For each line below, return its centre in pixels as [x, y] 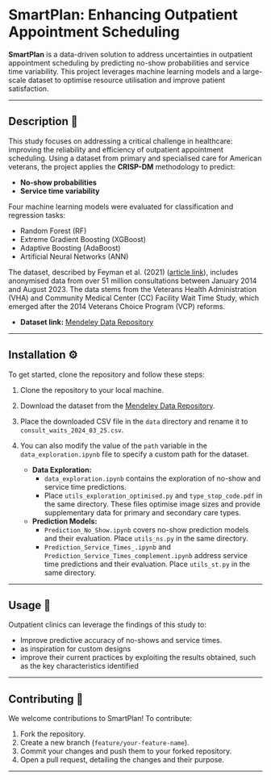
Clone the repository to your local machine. [92, 390]
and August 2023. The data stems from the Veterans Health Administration [132, 289]
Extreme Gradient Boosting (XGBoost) [83, 239]
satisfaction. [29, 88]
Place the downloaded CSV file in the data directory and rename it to [134, 421]
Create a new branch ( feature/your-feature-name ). [104, 743]
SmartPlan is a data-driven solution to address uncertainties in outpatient [131, 54]
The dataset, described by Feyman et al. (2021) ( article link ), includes [123, 272]
